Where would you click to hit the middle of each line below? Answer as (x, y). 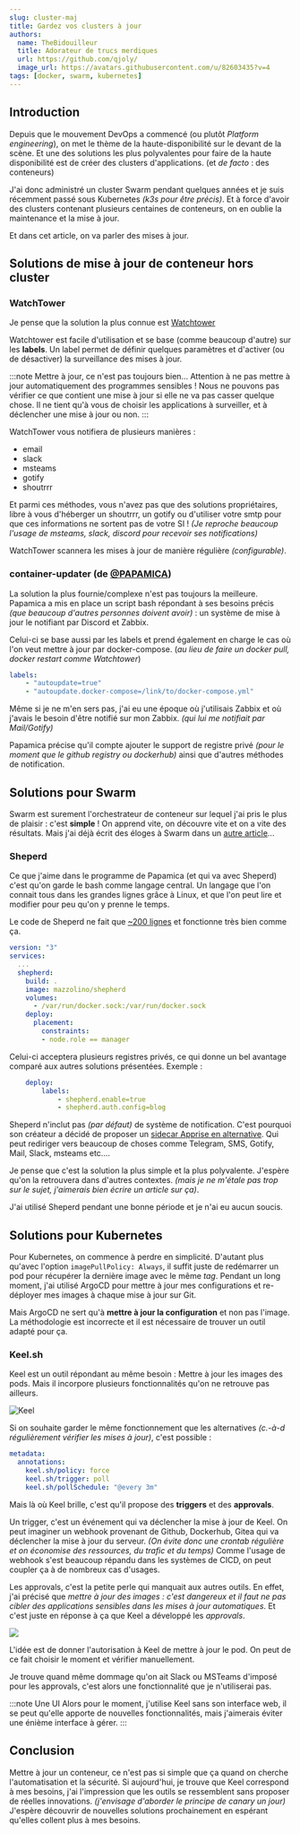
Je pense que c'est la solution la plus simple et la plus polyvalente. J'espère (149, 1170)
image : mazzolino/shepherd (76, 989)
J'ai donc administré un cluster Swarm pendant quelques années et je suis (147, 189)
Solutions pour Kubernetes (86, 1235)
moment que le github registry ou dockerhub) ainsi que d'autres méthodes (146, 755)
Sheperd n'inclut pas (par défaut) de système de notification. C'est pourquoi (150, 1125)
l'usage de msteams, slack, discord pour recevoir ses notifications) (133, 534)
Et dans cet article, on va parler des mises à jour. (99, 235)
